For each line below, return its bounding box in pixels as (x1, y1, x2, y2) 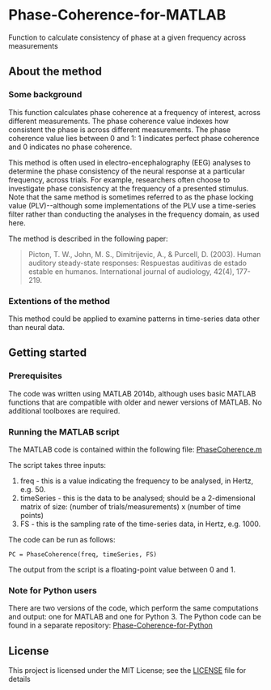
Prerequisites (8, 371, 62, 382)
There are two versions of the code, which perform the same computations (8, 603, 259, 613)
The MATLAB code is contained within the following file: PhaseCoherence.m (8, 444, 263, 454)
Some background (8, 89, 83, 101)
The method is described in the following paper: (8, 234, 168, 243)
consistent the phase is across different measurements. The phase (8, 124, 231, 135)
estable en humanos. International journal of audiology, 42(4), (28, 266, 235, 276)
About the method (8, 65, 103, 79)
